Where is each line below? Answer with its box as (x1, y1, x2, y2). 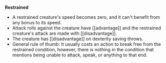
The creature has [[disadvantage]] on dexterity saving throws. (12, 36, 143, 42)
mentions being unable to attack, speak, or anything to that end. (12, 52, 148, 58)
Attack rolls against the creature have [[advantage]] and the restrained (12, 25, 161, 31)
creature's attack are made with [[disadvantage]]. (12, 30, 117, 36)
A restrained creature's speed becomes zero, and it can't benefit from (12, 14, 160, 20)
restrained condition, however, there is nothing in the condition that (12, 47, 154, 52)
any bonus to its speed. (12, 20, 62, 25)
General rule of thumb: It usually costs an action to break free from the (12, 41, 161, 47)
